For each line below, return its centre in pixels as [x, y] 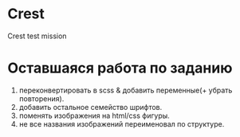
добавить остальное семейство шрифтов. [90, 107]
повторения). [41, 98]
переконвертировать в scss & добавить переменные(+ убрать [126, 90]
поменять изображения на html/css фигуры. [94, 115]
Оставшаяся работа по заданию [120, 68]
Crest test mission [37, 36]
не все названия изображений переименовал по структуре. [122, 123]
